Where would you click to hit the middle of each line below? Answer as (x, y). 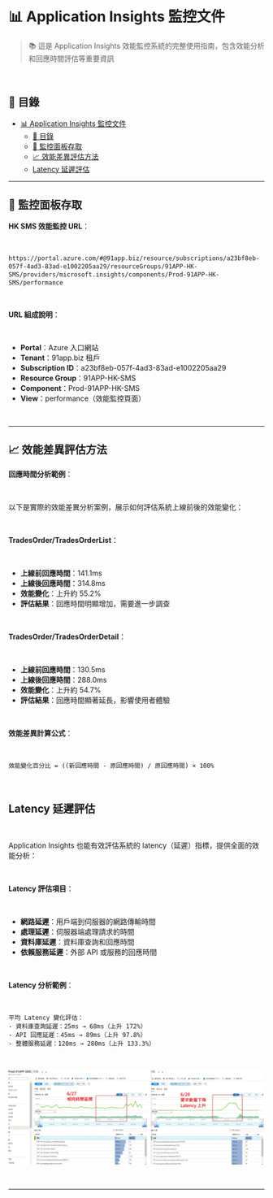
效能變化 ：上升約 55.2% (61, 593)
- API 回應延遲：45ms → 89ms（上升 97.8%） (78, 1035)
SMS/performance (36, 282)
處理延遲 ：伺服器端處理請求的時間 (77, 932)
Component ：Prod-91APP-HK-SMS (80, 388)
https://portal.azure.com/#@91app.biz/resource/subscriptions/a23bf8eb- (134, 258)
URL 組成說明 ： (34, 315)
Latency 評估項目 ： (41, 889)
